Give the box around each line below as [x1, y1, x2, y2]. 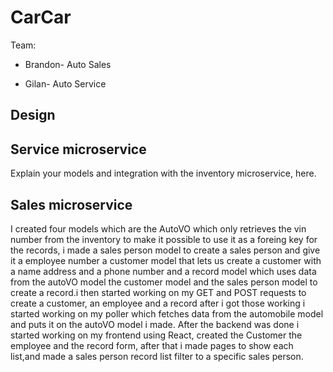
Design [10, 107, 56, 124]
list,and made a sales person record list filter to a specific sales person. [10, 350, 304, 362]
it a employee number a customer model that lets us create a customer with [10, 254, 322, 266]
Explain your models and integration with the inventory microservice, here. [10, 167, 317, 180]
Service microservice [10, 141, 147, 158]
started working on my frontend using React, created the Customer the [10, 329, 303, 341]
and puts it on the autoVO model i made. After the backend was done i [10, 318, 300, 330]
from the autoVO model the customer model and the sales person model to [10, 276, 318, 288]
